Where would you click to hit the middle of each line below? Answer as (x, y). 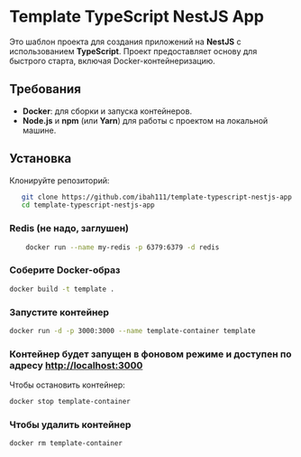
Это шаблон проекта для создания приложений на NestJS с (125, 42)
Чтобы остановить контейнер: (67, 385)
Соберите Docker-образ (65, 270)
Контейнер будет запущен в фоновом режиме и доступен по (150, 354)
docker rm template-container (66, 443)
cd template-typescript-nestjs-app (88, 205)
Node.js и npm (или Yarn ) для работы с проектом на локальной (145, 120)
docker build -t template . (62, 289)
